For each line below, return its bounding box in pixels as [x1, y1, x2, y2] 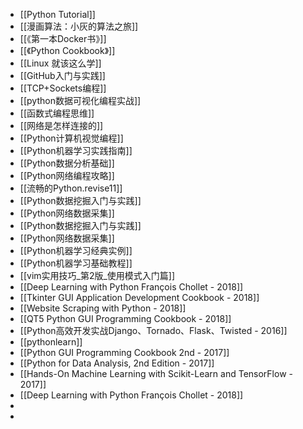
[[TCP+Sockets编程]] [19, 82, 107, 94]
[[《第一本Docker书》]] [19, 33, 107, 44]
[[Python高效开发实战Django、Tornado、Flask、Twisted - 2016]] [19, 325, 288, 336]
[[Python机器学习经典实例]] [19, 245, 133, 256]
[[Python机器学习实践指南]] [19, 145, 133, 156]
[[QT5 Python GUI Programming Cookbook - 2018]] [19, 313, 232, 324]
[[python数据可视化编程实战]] [19, 95, 142, 106]
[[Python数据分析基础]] [19, 157, 115, 169]
